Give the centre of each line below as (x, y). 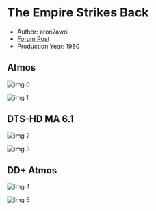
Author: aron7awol (43, 32)
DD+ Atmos (32, 170)
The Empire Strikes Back (78, 13)
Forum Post (33, 38)
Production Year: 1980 (48, 46)
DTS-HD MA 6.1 (40, 119)
